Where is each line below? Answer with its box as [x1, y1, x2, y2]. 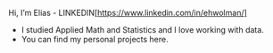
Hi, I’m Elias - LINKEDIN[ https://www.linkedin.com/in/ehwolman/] [8, 8, 247, 18]
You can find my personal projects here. [21, 34, 169, 44]
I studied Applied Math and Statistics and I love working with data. [21, 25, 264, 34]
